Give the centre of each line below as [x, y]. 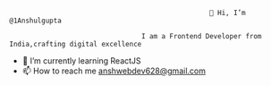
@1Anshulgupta [36, 21]
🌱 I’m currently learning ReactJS [81, 61]
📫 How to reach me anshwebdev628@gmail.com [114, 71]
